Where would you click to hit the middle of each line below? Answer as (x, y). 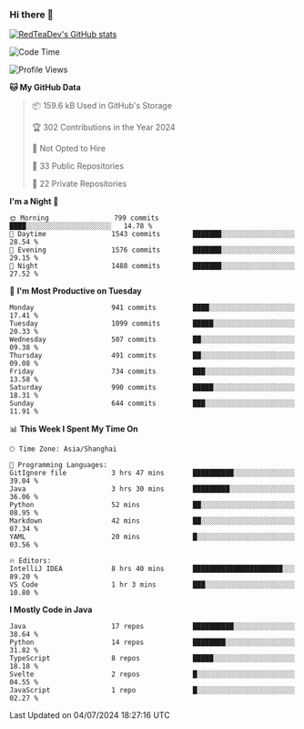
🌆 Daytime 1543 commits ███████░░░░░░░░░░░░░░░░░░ (152, 234)
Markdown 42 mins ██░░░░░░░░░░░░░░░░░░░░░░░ (152, 521)
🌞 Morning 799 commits (84, 218)
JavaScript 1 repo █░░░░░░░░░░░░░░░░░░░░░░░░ (152, 691)
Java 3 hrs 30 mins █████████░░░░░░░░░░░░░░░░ (152, 489)
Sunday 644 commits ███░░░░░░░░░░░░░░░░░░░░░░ (152, 404)
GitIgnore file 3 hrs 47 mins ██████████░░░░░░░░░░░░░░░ (152, 474)
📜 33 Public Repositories (78, 166)
